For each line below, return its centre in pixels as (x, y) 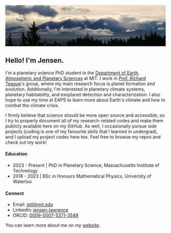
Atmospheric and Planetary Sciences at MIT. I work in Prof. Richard (76, 78)
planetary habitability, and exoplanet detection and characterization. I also (83, 94)
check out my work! (26, 142)
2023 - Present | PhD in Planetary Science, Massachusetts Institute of (86, 165)
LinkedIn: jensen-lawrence (40, 210)
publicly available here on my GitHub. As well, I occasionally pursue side (81, 126)
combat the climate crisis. (32, 105)
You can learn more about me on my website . (53, 225)
